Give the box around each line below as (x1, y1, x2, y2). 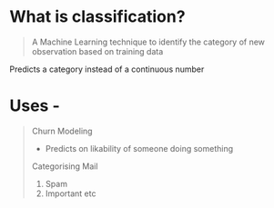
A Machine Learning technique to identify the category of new (31, 36, 266, 47)
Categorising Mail (31, 161, 98, 172)
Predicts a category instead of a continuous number (9, 64, 205, 74)
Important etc (45, 188, 96, 199)
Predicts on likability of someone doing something (45, 143, 234, 154)
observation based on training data (31, 45, 164, 56)
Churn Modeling (31, 125, 93, 136)
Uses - (9, 95, 61, 116)
